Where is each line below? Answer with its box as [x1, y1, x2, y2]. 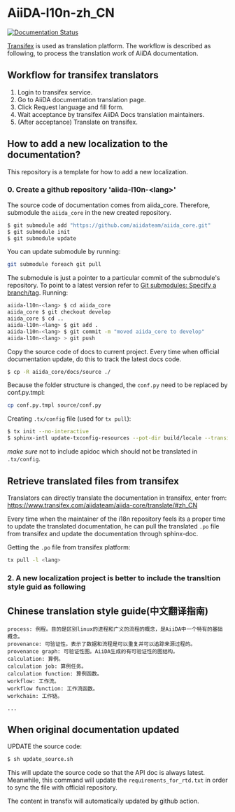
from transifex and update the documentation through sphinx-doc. [7, 529, 199, 538]
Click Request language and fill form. [17, 103, 124, 111]
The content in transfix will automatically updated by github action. [7, 797, 199, 806]
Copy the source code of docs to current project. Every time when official [7, 347, 220, 356]
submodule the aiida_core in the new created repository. [7, 208, 171, 216]
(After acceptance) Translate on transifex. [17, 118, 138, 126]
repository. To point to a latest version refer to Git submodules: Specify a [7, 281, 217, 290]
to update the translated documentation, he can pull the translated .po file [7, 521, 220, 530]
